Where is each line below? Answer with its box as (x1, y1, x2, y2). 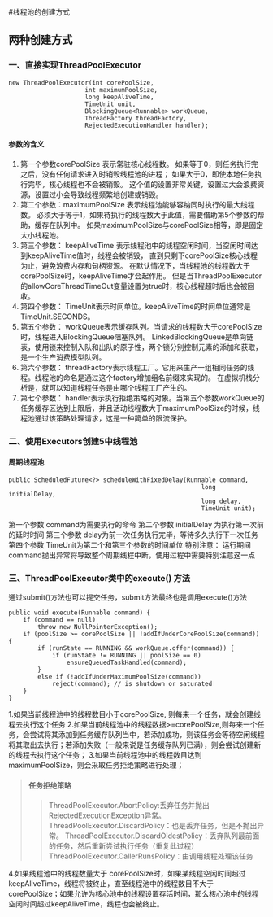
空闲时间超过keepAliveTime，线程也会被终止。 (8, 898, 164, 909)
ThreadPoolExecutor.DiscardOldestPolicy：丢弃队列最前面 (64, 831, 260, 841)
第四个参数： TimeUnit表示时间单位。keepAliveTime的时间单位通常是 (19, 301, 251, 311)
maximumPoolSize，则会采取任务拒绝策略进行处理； (8, 760, 184, 771)
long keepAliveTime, (84, 93, 154, 101)
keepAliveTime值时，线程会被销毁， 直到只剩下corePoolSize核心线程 (27, 251, 258, 260)
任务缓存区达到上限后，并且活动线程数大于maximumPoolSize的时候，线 (19, 403, 260, 413)
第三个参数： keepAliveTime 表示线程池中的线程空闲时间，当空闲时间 (19, 240, 252, 250)
